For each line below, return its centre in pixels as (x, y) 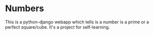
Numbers (25, 9)
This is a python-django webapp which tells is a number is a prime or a (77, 22)
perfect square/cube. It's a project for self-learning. (58, 27)
